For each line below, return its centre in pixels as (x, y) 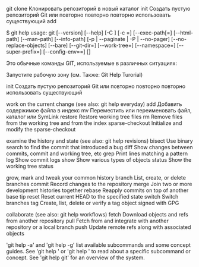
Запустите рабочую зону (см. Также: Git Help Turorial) (75, 75)
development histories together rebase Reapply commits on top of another (97, 190)
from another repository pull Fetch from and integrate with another (88, 221)
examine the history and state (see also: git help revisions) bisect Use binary (99, 141)
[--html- (183, 33)
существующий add (31, 21)
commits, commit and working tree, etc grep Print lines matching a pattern (97, 153)
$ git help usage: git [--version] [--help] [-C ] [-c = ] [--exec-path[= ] (89, 33)
